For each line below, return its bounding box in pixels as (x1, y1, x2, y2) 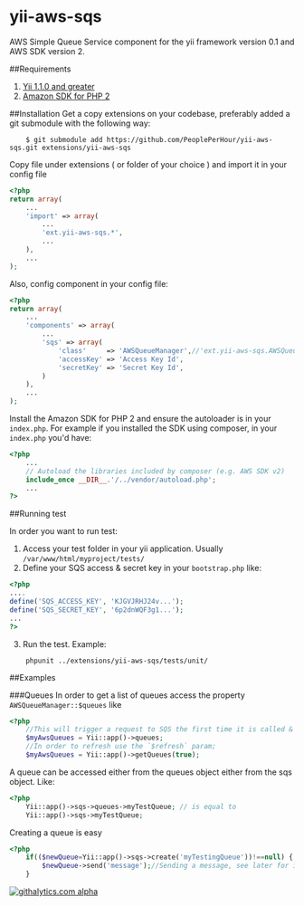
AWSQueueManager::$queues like (9, 699, 122, 710)
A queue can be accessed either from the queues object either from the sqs (9, 767, 292, 777)
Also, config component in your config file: (9, 278, 169, 289)
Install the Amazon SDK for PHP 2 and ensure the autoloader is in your (9, 414, 271, 424)
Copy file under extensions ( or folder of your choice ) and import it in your (9, 158, 288, 169)
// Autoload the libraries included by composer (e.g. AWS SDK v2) (25, 466, 285, 476)
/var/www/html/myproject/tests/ (22, 555, 145, 564)
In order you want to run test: (9, 526, 118, 537)
